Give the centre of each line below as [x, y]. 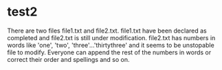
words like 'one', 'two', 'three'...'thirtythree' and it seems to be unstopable [111, 45]
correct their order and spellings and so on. [68, 59]
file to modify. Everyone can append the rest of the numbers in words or [109, 52]
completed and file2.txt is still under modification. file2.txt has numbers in [111, 37]
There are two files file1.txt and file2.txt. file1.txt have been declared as [107, 31]
